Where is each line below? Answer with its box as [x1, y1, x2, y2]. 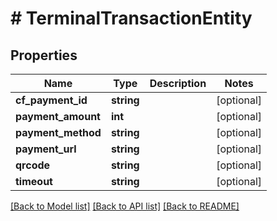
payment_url [15, 142, 77, 156]
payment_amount [15, 110, 101, 123]
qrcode [15, 158, 51, 172]
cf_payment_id [15, 93, 88, 107]
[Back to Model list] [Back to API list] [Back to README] [10, 200, 240, 212]
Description [149, 77, 207, 90]
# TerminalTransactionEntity [10, 7, 253, 30]
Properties [10, 47, 78, 64]
